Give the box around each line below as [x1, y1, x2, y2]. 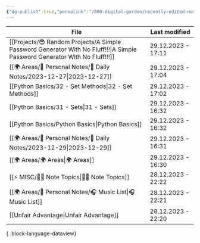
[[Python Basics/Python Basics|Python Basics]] [9, 120, 142, 128]
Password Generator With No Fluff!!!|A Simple [9, 45, 137, 54]
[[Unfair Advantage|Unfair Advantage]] [9, 211, 119, 219]
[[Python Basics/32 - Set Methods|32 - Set [9, 82, 133, 90]
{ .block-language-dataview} [6, 230, 77, 237]
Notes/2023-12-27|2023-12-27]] [9, 72, 112, 80]
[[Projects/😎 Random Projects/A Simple [9, 38, 121, 46]
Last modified [150, 27, 190, 36]
